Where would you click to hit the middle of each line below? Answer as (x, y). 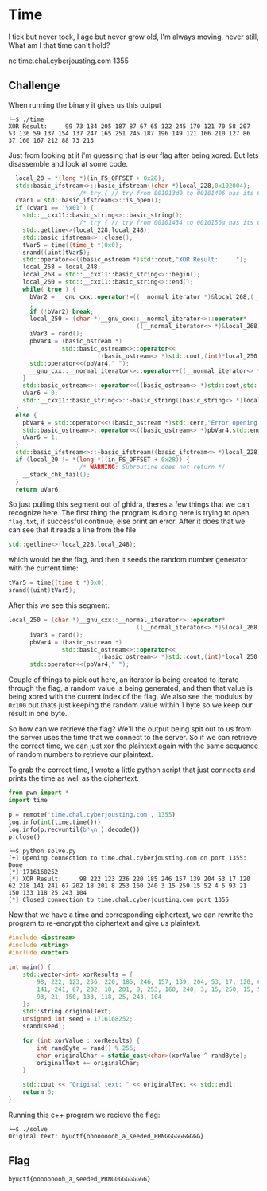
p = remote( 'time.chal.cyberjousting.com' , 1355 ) (92, 814)
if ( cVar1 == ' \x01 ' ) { (54, 208)
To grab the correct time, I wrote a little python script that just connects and (132, 770)
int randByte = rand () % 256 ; (87, 1048)
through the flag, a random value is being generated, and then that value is (130, 688)
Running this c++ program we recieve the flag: (84, 1115)
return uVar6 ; (39, 489)
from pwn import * (39, 793)
